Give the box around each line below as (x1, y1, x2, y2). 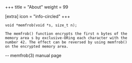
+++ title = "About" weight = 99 (5, 4, 69, 10)
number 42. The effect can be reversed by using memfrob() (5, 40, 128, 45)
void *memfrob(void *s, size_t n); (5, 23, 77, 28)
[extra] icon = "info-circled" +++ (5, 14, 71, 19)
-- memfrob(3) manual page (5, 53, 62, 58)
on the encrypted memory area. (5, 44, 69, 49)
